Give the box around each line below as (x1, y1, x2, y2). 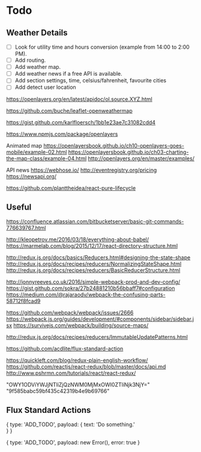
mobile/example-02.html (6, 148, 67, 156)
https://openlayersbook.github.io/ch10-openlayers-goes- (43, 142, 185, 149)
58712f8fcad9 (6, 298, 41, 305)
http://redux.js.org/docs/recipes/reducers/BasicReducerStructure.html (6, 267, 181, 274)
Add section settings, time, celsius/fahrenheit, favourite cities (14, 77, 167, 84)
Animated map (6, 142, 43, 149)
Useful (6, 202, 32, 212)
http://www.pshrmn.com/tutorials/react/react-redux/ (6, 370, 136, 377)
